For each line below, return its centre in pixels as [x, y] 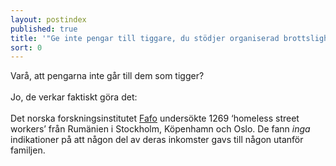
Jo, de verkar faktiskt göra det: [74, 97]
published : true [44, 29]
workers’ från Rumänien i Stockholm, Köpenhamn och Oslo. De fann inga [160, 129]
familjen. [28, 150]
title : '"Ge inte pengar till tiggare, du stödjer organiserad [145, 38]
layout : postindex [48, 19]
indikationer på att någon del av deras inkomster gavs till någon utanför [157, 140]
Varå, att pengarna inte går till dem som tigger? [107, 76]
